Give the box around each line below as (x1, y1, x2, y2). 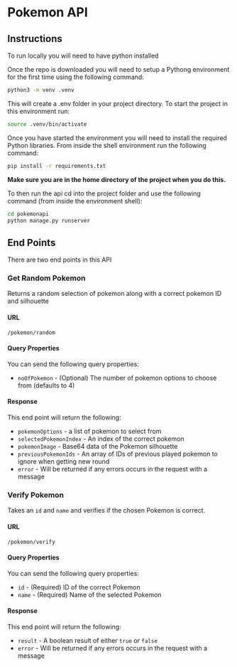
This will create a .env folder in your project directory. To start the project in (7, 99, 228, 107)
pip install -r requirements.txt (7, 162, 106, 169)
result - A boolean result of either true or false (17, 636, 158, 644)
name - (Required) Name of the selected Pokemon (17, 590, 162, 599)
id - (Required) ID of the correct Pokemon (17, 582, 140, 591)
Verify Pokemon (7, 490, 64, 500)
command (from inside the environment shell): (7, 196, 143, 205)
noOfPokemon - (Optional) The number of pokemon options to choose (17, 373, 217, 382)
